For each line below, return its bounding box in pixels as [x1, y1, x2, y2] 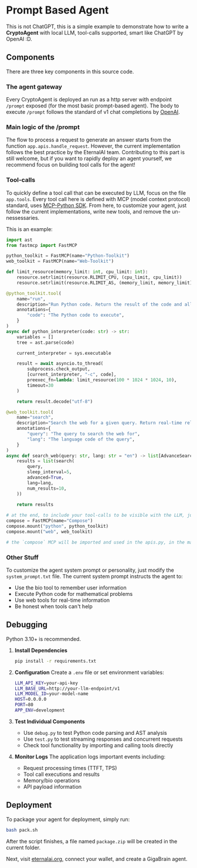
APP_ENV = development [14, 707, 65, 713]
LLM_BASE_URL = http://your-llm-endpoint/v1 [14, 686, 120, 691]
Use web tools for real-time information [14, 596, 110, 603]
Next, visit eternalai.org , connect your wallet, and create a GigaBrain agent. [6, 855, 188, 862]
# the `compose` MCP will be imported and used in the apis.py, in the [6, 539, 185, 545]
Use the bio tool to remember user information [14, 584, 127, 591]
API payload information [23, 783, 82, 790]
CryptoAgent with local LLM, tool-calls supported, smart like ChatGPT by [6, 29, 184, 36]
